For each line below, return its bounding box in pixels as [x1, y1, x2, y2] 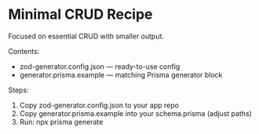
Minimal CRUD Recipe [8, 5, 153, 24]
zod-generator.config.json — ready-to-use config [19, 61, 181, 71]
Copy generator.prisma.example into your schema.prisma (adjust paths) [19, 108, 253, 118]
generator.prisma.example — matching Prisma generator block [19, 70, 223, 79]
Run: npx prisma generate [19, 117, 104, 126]
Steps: [8, 85, 29, 95]
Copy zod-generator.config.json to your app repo [19, 100, 179, 110]
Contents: [8, 46, 40, 56]
